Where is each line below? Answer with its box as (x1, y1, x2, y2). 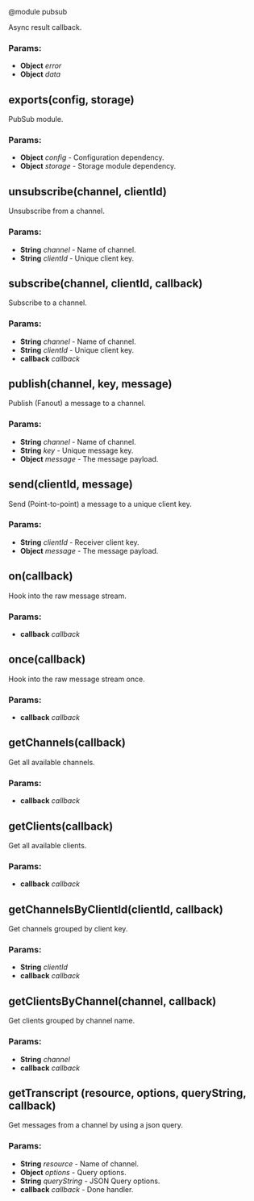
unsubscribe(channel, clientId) (8, 185, 168, 199)
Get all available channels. (8, 757, 95, 767)
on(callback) (8, 569, 73, 584)
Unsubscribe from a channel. (8, 206, 105, 216)
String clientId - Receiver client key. (19, 537, 139, 547)
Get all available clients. (8, 840, 87, 850)
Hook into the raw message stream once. (8, 674, 145, 684)
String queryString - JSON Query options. (19, 1176, 160, 1186)
